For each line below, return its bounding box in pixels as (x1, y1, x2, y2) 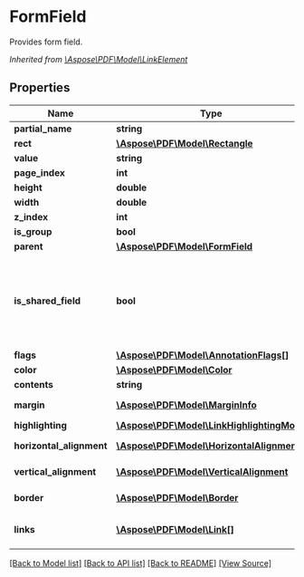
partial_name (14, 122, 72, 135)
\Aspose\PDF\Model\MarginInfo (116, 399, 257, 411)
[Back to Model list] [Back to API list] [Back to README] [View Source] (9, 557, 272, 568)
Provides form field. (9, 36, 83, 47)
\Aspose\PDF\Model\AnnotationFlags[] (116, 349, 290, 361)
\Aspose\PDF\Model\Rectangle (116, 137, 253, 149)
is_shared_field (14, 294, 81, 307)
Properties (9, 80, 71, 96)
